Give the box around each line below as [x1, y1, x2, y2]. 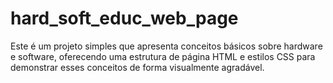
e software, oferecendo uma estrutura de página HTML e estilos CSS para [10, 50, 316, 62]
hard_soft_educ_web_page [10, 7, 239, 30]
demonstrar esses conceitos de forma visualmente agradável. [10, 61, 265, 73]
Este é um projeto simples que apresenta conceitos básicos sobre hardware [10, 40, 323, 52]
